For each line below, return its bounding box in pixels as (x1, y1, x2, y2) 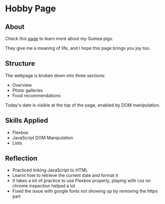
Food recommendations (12, 92, 61, 99)
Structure (5, 60, 35, 68)
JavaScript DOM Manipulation (12, 135, 73, 140)
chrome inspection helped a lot (12, 183, 75, 189)
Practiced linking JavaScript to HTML (12, 167, 88, 173)
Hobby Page (5, 3, 56, 14)
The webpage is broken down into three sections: (5, 72, 106, 78)
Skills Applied (5, 116, 48, 125)
